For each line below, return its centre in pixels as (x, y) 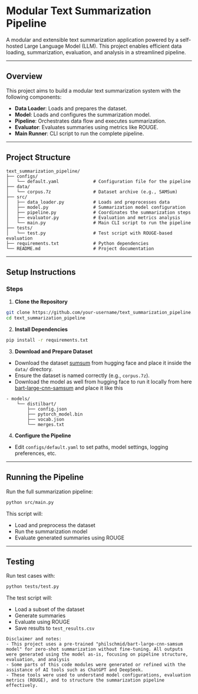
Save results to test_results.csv (55, 628)
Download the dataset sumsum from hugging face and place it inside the (103, 363)
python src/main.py (30, 502)
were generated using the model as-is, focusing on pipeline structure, (97, 654)
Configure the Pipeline (43, 436)
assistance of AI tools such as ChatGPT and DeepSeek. (75, 670)
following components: (34, 97)
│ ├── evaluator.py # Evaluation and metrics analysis (93, 217)
